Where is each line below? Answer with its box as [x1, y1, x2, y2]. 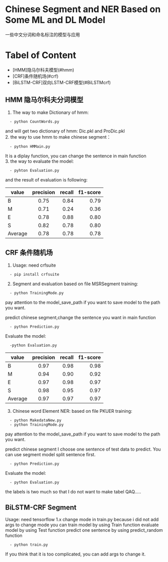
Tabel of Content [5, 49, 77, 61]
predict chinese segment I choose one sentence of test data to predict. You [5, 446, 161, 452]
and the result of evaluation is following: [5, 176, 88, 182]
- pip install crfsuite [10, 272, 59, 277]
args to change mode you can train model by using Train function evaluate [5, 522, 159, 528]
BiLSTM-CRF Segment [5, 503, 77, 512]
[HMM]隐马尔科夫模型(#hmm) [12, 67, 74, 73]
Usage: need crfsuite [12, 262, 56, 268]
